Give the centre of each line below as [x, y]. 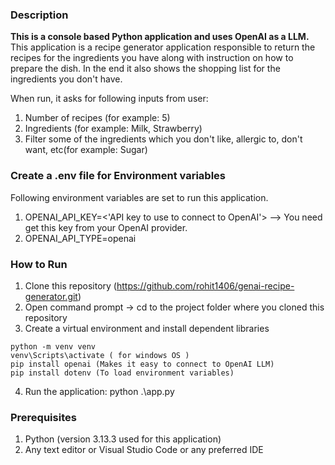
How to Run [39, 264]
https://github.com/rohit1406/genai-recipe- [205, 285]
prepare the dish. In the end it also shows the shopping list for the [145, 69]
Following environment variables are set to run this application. [139, 197]
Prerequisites [43, 417]
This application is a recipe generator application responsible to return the [163, 47]
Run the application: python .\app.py [99, 391]
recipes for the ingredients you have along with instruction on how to [152, 58]
